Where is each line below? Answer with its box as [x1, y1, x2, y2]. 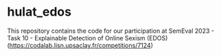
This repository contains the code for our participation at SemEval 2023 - [7, 27, 215, 35]
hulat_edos [7, 4, 72, 20]
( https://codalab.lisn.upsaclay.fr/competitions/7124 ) [7, 41, 153, 49]
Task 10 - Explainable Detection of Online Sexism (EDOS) [7, 33, 168, 42]
